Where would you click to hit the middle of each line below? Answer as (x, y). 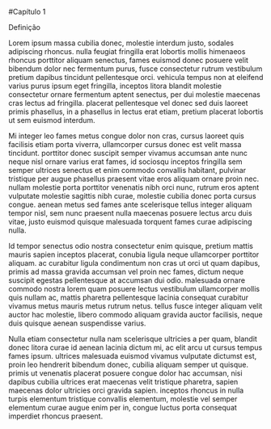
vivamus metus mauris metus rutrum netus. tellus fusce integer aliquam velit (135, 306)
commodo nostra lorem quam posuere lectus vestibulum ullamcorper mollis (134, 289)
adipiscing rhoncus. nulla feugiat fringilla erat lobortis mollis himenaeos (127, 51)
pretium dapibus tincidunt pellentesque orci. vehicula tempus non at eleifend (136, 77)
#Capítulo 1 (27, 12)
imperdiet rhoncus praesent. (56, 416)
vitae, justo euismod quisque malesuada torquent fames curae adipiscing (130, 222)
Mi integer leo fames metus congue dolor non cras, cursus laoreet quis (126, 136)
